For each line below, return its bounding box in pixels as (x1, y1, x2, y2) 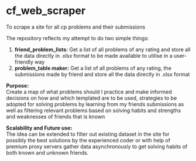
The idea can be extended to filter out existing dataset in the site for (6, 130, 170, 138)
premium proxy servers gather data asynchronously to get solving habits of (6, 143, 188, 150)
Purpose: (6, 82, 29, 89)
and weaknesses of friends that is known (6, 113, 105, 120)
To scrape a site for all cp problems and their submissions (6, 23, 146, 30)
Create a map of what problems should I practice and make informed (6, 88, 173, 95)
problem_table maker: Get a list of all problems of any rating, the (14, 64, 171, 71)
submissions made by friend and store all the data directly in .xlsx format (14, 71, 190, 78)
